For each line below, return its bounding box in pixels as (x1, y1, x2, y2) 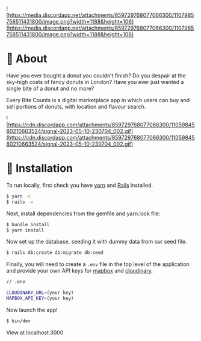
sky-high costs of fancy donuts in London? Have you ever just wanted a (6, 78, 184, 85)
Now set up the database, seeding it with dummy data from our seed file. (6, 238, 187, 245)
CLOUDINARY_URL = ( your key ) (6, 290, 74, 296)
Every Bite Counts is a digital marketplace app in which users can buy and (6, 96, 190, 103)
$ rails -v (6, 199, 34, 205)
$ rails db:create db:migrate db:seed (6, 250, 104, 256)
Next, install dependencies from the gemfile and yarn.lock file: (6, 210, 161, 217)
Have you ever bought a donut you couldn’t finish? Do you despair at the (6, 72, 186, 79)
